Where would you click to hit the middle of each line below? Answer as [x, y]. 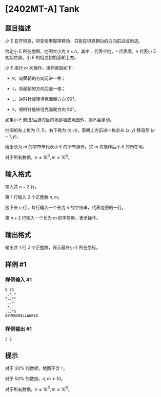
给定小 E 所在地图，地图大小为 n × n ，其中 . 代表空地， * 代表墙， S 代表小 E [80, 51]
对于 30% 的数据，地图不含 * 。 [36, 368]
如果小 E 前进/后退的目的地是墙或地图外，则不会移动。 [60, 120]
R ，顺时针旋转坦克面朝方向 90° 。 [45, 109]
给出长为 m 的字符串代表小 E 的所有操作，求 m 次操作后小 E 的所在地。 [76, 147]
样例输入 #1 [18, 280]
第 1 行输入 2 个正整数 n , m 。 [34, 197]
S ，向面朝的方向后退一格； [39, 88]
